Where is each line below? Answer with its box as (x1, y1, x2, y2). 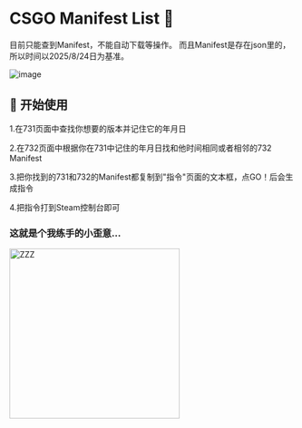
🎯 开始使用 (9, 97, 68, 112)
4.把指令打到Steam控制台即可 (9, 201, 121, 212)
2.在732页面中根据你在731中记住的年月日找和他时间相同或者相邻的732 (9, 142, 272, 153)
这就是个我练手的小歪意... (9, 227, 122, 239)
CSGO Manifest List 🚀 (9, 8, 174, 29)
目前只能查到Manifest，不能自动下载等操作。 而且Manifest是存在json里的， (9, 39, 291, 50)
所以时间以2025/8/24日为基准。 (9, 50, 130, 62)
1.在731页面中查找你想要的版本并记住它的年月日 (9, 122, 187, 134)
